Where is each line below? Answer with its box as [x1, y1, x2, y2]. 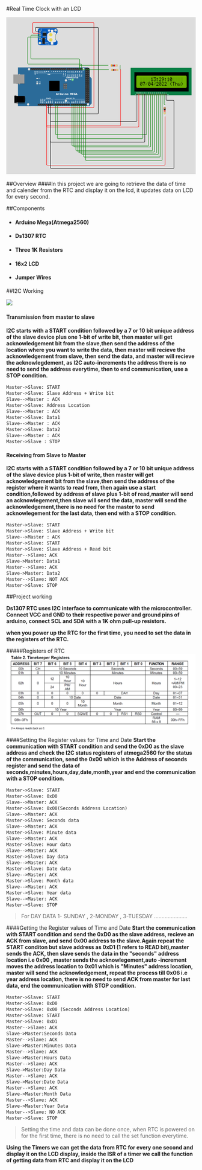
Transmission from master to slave [6, 313, 95, 321]
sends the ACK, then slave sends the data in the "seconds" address [6, 950, 179, 957]
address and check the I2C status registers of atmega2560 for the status [6, 749, 192, 756]
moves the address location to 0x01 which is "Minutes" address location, [6, 963, 193, 970]
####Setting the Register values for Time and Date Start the [6, 737, 156, 744]
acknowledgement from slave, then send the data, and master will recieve [6, 353, 195, 360]
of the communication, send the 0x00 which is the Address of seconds [6, 756, 188, 763]
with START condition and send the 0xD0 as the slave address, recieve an [6, 931, 194, 938]
